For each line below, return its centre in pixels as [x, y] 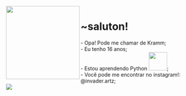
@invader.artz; [98, 81]
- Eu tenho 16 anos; [104, 49]
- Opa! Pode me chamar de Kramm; [124, 43]
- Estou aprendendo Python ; [125, 68]
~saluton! [105, 27]
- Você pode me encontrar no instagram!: [131, 74]
